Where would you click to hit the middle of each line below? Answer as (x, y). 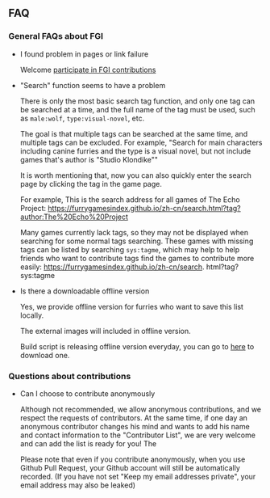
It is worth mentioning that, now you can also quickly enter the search (136, 175)
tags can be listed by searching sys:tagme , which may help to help (130, 249)
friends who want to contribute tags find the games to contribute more (137, 258)
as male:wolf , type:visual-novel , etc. (82, 118)
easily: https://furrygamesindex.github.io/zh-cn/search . (112, 267)
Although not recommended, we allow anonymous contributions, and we (141, 409)
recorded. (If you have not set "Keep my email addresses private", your (138, 476)
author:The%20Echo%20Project (74, 217)
